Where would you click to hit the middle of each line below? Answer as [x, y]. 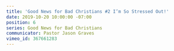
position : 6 [21, 22]
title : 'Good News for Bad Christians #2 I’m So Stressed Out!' [88, 11]
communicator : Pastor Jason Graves [50, 33]
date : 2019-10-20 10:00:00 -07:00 [49, 17]
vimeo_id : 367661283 [32, 39]
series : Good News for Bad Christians [54, 28]
